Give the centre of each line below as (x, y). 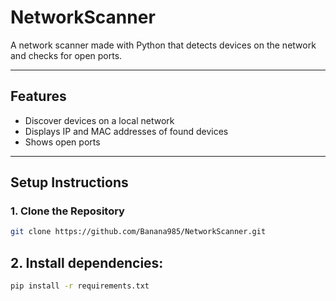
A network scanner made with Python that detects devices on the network (163, 45)
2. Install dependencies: (87, 262)
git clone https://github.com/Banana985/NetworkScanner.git (138, 232)
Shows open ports (62, 142)
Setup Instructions (69, 182)
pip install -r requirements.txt (80, 286)
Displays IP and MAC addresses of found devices (126, 131)
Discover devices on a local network (99, 120)
